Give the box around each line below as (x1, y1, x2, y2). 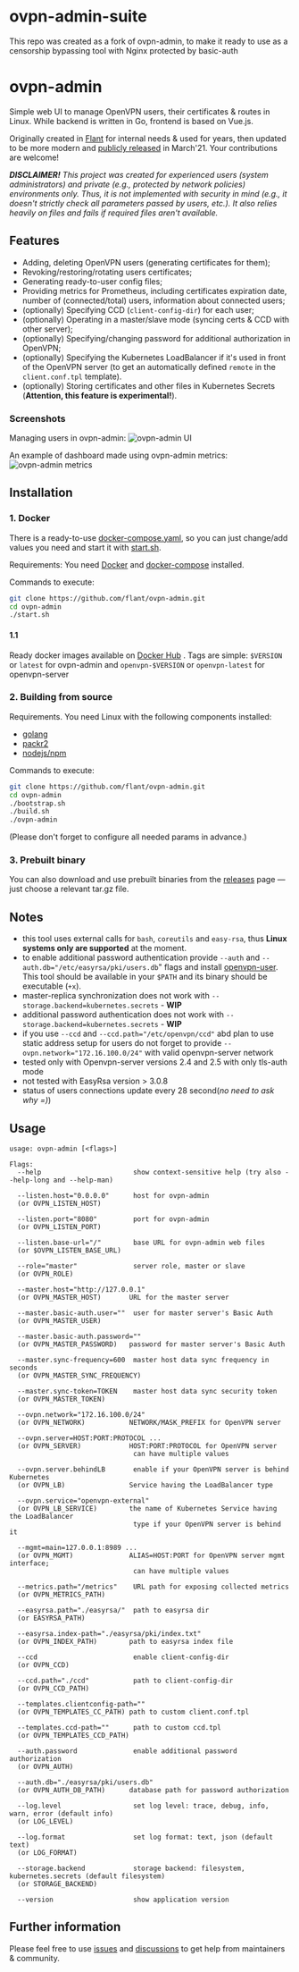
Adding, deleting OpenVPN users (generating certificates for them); (21, 257, 270, 267)
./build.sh (9, 807, 50, 816)
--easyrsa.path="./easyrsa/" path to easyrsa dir (17, 1606, 210, 1615)
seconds (9, 1363, 38, 1373)
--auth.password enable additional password (17, 1747, 238, 1756)
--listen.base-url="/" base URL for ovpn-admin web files (17, 1238, 266, 1248)
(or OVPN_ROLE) (17, 1269, 74, 1279)
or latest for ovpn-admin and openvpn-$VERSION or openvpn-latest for (9, 659, 265, 670)
